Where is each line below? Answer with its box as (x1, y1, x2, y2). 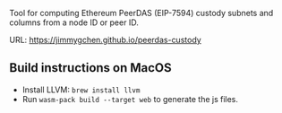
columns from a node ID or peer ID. (9, 17, 139, 28)
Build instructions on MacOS (9, 60, 172, 75)
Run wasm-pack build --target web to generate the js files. (21, 93, 239, 104)
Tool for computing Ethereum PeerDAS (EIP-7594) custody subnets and (9, 8, 274, 18)
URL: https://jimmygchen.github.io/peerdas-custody (9, 35, 201, 45)
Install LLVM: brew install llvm (21, 84, 141, 95)
